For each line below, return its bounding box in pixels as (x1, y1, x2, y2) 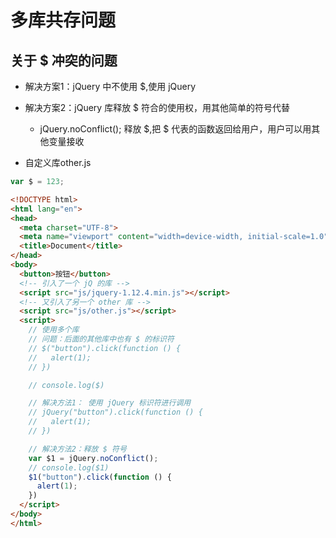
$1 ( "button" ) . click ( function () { (28, 472, 172, 482)
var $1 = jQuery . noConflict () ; (28, 453, 159, 463)
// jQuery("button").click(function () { (28, 407, 203, 418)
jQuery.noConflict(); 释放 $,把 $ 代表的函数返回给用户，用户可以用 (39, 123, 312, 135)
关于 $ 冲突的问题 (10, 52, 118, 69)
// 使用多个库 (28, 325, 80, 335)
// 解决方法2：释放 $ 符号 (28, 444, 127, 454)
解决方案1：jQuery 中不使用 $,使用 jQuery (24, 81, 197, 92)
